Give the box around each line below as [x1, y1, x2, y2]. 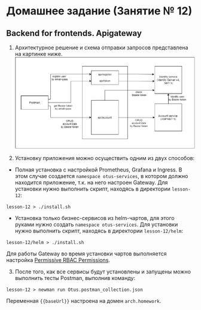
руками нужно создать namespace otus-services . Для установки [14, 221, 178, 228]
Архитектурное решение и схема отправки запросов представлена [14, 44, 188, 51]
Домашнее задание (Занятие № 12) [6, 4, 193, 18]
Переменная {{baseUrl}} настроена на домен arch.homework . [6, 297, 162, 304]
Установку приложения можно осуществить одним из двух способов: [14, 154, 195, 161]
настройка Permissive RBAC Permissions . [6, 256, 111, 263]
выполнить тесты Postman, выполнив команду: [14, 274, 136, 281]
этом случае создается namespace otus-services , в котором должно [14, 172, 188, 179]
